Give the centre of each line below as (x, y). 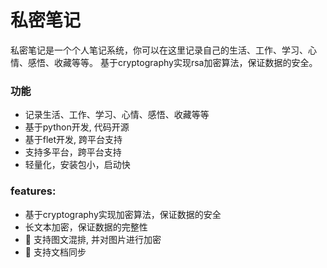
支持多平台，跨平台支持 (73, 152)
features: (33, 191)
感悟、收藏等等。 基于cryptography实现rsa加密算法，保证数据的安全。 (172, 62)
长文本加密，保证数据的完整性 (86, 227)
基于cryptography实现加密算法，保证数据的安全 (123, 214)
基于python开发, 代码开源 (77, 127)
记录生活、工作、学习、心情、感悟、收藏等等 (117, 115)
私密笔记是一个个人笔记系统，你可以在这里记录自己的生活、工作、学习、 (159, 50)
